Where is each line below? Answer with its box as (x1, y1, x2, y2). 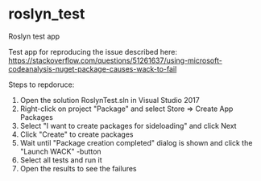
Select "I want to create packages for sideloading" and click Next (19, 121, 237, 130)
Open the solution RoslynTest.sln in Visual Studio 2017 (19, 95, 200, 105)
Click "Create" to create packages (19, 130, 134, 139)
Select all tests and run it (19, 154, 102, 165)
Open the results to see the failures (19, 163, 137, 173)
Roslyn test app (8, 31, 60, 41)
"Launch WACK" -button (19, 146, 102, 156)
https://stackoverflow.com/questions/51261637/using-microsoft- (8, 56, 223, 65)
